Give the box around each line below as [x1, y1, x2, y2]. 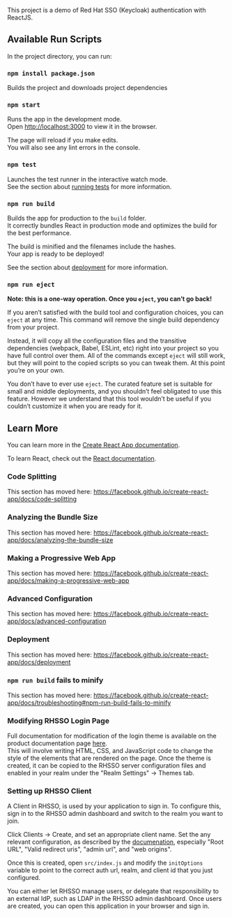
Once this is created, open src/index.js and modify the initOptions [7, 858, 203, 867]
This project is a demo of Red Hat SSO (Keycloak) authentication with [7, 6, 206, 14]
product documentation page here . [7, 739, 108, 747]
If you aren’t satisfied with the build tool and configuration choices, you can [7, 308, 224, 317]
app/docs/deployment [7, 657, 71, 666]
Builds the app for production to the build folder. [7, 214, 147, 222]
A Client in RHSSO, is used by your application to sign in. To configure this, [7, 802, 222, 810]
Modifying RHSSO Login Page [7, 715, 110, 725]
